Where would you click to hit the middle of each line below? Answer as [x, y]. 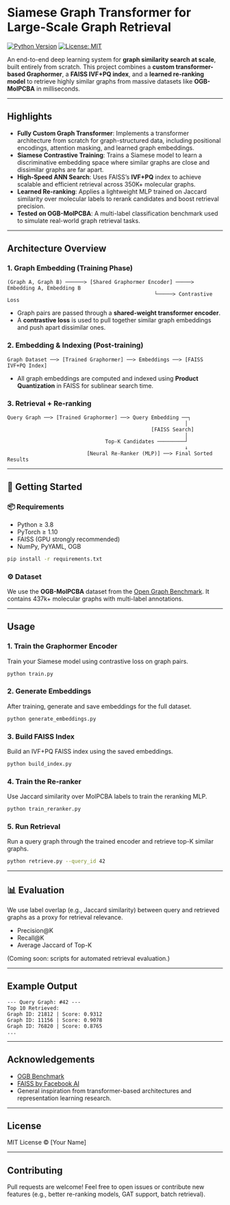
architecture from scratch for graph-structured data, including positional [119, 140]
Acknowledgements [51, 1060]
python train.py [30, 673]
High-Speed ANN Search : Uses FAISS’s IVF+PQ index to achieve [109, 177]
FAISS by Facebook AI [48, 1083]
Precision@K [35, 930]
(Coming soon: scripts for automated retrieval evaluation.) [89, 958]
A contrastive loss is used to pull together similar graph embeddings [114, 320]
